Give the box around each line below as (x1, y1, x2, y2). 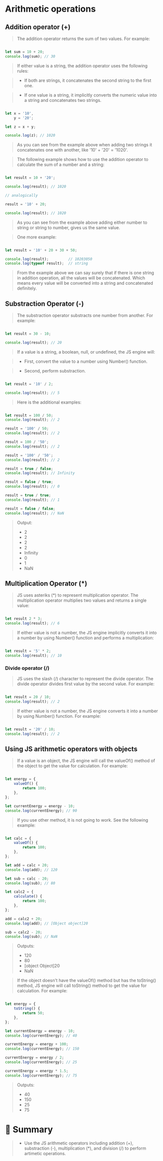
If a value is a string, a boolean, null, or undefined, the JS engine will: (17, 349, 156, 354)
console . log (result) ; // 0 (5, 484, 60, 489)
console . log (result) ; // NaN (5, 511, 64, 515)
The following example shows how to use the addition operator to (17, 157, 148, 162)
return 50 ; (22, 1011, 45, 1016)
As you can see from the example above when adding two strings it (17, 142, 152, 148)
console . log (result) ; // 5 (5, 390, 60, 395)
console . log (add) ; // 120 (5, 867, 57, 872)
